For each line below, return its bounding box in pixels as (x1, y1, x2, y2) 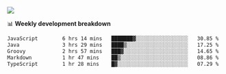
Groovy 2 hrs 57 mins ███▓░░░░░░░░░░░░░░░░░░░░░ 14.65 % (7, 48, 219, 54)
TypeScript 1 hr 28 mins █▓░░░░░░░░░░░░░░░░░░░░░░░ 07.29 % (7, 60, 219, 67)
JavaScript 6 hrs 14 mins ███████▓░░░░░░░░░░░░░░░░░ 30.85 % (7, 35, 219, 42)
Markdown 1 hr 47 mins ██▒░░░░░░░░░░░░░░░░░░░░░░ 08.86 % (7, 54, 219, 61)
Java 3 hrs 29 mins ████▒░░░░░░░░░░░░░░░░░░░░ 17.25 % (7, 41, 219, 48)
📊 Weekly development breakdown (7, 20, 111, 27)
